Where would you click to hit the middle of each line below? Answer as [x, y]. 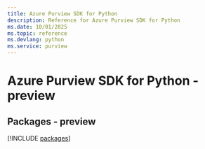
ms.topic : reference [38, 33]
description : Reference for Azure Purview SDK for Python [94, 20]
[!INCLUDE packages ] [39, 138]
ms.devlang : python [36, 40]
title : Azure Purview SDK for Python [62, 14]
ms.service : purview [38, 46]
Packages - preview [52, 121]
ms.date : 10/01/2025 [38, 27]
